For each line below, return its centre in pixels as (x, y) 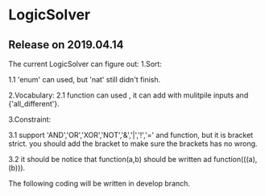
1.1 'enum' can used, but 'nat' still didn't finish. (85, 79)
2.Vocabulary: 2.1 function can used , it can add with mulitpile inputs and (128, 95)
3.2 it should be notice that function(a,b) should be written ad (110, 159)
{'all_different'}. (34, 104)
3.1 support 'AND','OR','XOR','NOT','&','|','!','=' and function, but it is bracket (131, 135)
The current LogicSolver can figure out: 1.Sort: (85, 64)
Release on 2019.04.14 (66, 45)
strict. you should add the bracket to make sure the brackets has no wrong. (133, 144)
